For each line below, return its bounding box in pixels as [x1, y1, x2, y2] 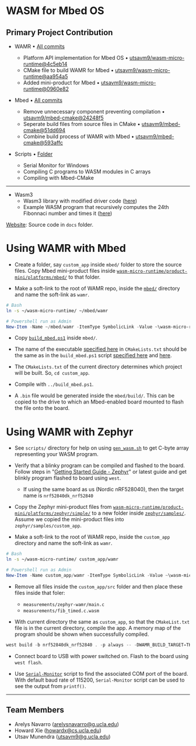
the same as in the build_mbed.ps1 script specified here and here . [14, 352, 172, 359]
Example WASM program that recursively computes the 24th [23, 204, 169, 210]
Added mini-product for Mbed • [23, 79, 100, 86]
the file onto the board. [14, 405, 70, 412]
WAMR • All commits [14, 43, 65, 50]
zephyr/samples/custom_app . [14, 522, 82, 529]
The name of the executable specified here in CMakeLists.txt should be [14, 345, 187, 353]
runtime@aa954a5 [23, 73, 68, 80]
